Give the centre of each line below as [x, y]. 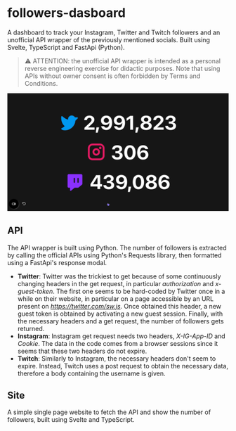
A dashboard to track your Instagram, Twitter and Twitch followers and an [114, 32]
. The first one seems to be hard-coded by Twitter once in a [139, 291]
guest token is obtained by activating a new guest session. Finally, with [120, 314]
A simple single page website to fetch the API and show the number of [109, 412]
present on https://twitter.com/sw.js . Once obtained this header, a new [119, 306]
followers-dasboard [67, 13]
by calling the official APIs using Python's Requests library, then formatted [114, 255]
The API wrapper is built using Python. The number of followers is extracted [117, 247]
